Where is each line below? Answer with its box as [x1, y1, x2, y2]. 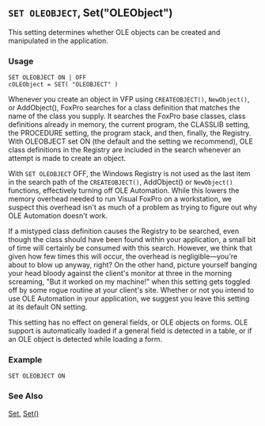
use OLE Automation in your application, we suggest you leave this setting [8, 294, 250, 304]
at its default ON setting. [8, 302, 88, 312]
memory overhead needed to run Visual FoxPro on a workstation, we [8, 194, 232, 204]
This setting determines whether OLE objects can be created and [8, 27, 221, 36]
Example [8, 355, 43, 366]
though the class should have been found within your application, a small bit [8, 235, 256, 244]
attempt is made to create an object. [8, 154, 127, 163]
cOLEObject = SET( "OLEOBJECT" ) [8, 81, 119, 89]
